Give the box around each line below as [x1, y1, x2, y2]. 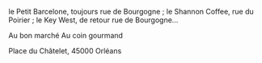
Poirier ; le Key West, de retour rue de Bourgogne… [8, 15, 179, 25]
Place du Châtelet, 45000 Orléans [8, 46, 122, 55]
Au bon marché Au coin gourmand [8, 31, 124, 40]
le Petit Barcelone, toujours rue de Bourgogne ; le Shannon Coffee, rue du [8, 7, 255, 16]
